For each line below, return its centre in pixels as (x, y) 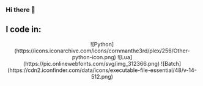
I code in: (24, 30)
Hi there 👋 (21, 10)
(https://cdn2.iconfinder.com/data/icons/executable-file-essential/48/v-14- (102, 70)
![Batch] (171, 63)
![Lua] (125, 57)
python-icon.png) (94, 57)
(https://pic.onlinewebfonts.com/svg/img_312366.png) (91, 63)
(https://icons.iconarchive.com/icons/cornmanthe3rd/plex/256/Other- (102, 51)
